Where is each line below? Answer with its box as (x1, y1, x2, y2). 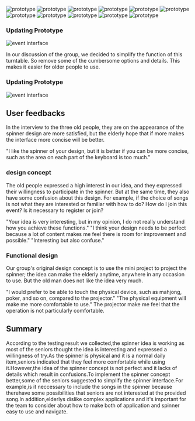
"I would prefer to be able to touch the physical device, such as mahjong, (6, 289, 182, 295)
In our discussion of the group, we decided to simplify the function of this (6, 51, 183, 58)
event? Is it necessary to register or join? (6, 207, 104, 214)
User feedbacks (6, 108, 65, 118)
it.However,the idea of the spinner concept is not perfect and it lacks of (6, 364, 177, 371)
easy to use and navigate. (6, 408, 68, 415)
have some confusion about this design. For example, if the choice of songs (6, 194, 189, 201)
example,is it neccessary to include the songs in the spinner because (6, 383, 173, 390)
